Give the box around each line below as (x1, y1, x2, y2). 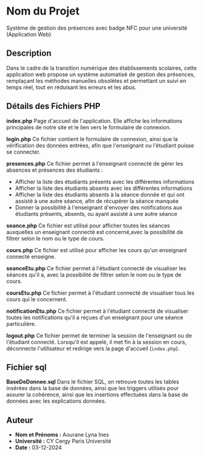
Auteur (6, 415, 33, 425)
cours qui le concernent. (6, 295, 68, 303)
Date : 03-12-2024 (15, 444, 62, 451)
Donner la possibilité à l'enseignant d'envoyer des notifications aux (15, 204, 183, 211)
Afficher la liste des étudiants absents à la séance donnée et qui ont (15, 191, 185, 198)
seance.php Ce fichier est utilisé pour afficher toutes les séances (6, 222, 170, 229)
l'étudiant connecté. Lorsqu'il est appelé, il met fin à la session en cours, (6, 338, 187, 345)
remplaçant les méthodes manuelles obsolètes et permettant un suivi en (6, 77, 187, 84)
